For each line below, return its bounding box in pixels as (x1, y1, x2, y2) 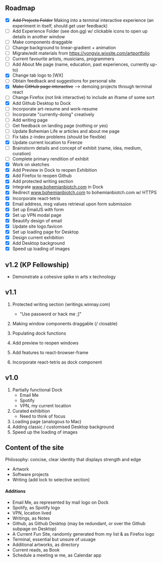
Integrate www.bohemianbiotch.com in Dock (12, 184, 104, 190)
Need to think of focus (19, 413, 66, 419)
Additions (5, 488, 26, 494)
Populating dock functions (12, 330, 66, 336)
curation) (12, 151, 31, 157)
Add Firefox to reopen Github (12, 173, 72, 179)
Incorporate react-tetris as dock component (12, 359, 103, 365)
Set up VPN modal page (12, 212, 62, 218)
